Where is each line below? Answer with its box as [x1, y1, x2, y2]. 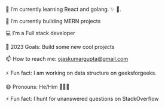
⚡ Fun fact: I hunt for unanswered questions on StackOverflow [5, 95, 159, 102]
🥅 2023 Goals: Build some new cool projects [5, 44, 115, 50]
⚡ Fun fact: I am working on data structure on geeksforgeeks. [5, 69, 157, 76]
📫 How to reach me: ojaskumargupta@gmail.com [5, 55, 129, 62]
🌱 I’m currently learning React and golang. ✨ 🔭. [5, 6, 121, 13]
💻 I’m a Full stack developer [5, 30, 75, 36]
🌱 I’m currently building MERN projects [5, 18, 101, 24]
